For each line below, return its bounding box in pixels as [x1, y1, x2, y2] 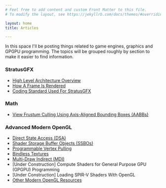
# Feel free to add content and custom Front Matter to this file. [5, 7, 147, 12]
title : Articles [5, 25, 39, 30]
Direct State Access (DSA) [12, 135, 66, 141]
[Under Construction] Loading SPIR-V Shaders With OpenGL [12, 172, 136, 178]
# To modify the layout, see [5, 12, 65, 17]
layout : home [5, 21, 32, 26]
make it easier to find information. [5, 54, 74, 60]
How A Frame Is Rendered [12, 83, 66, 89]
